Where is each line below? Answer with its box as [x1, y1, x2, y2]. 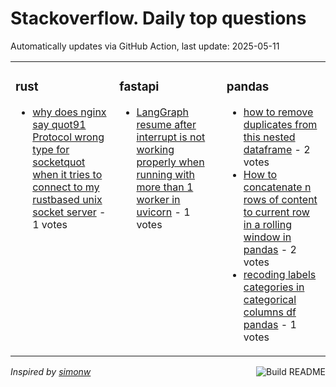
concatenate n [243, 180, 312, 194]
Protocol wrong [32, 130, 105, 144]
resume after [136, 117, 197, 131]
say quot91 [32, 117, 87, 131]
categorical [243, 292, 297, 306]
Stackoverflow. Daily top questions [10, 7, 307, 30]
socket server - [32, 205, 107, 219]
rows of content [243, 192, 318, 206]
